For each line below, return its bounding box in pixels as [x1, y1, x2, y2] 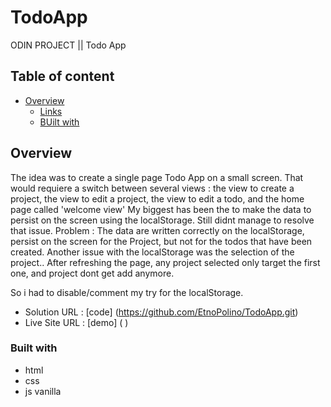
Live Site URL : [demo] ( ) [24, 316, 129, 328]
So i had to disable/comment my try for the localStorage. [10, 286, 244, 298]
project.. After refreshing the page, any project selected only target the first [10, 256, 321, 268]
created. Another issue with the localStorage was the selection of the [10, 246, 295, 258]
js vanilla [24, 385, 62, 397]
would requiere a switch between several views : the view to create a [10, 182, 295, 194]
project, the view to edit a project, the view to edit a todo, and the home [10, 192, 305, 205]
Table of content [10, 68, 115, 85]
